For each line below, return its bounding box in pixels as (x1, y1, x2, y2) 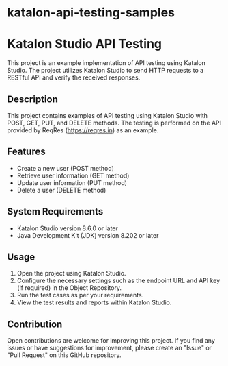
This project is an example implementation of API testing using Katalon (7, 59, 206, 67)
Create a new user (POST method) (16, 164, 115, 172)
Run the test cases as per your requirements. (16, 291, 144, 300)
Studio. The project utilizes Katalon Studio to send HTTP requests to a (7, 66, 204, 75)
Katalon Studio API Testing (7, 36, 162, 52)
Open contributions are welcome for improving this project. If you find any (7, 337, 215, 345)
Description (7, 93, 58, 105)
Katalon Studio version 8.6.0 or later (16, 224, 118, 232)
